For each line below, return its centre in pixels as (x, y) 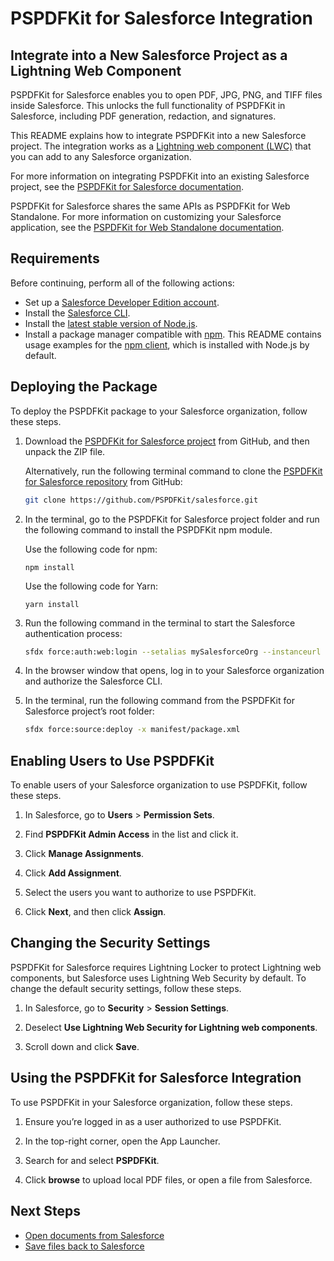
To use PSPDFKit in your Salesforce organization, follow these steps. (151, 1102)
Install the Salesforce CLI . (77, 313)
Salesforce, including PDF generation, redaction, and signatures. (143, 116)
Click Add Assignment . (73, 873)
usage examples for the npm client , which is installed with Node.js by (167, 344)
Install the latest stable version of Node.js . (111, 323)
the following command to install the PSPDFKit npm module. (148, 529)
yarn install (52, 604)
